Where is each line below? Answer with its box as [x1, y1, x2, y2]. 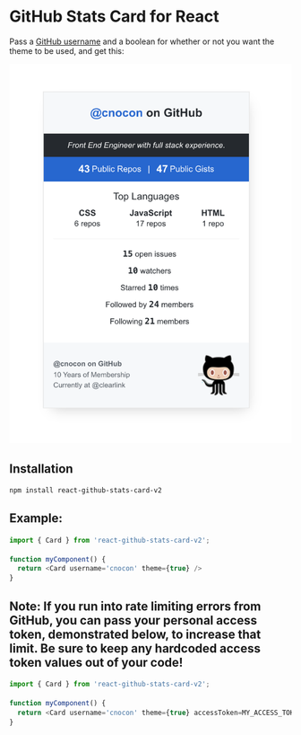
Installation [9, 461, 73, 476]
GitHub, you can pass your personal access [9, 613, 258, 628]
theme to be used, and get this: [9, 45, 125, 56]
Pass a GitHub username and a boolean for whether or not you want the [9, 36, 275, 47]
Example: [9, 510, 63, 527]
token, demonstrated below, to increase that [9, 626, 262, 642]
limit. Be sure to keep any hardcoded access [9, 641, 262, 656]
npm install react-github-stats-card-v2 [9, 486, 163, 495]
